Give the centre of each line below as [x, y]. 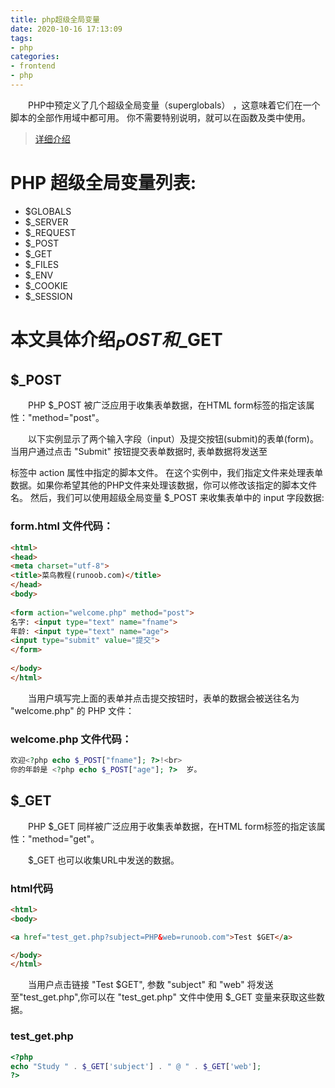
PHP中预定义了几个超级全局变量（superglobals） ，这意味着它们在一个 [174, 105]
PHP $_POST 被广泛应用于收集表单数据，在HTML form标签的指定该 [167, 405]
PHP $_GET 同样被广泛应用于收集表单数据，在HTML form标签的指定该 [172, 826]
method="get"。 [65, 838]
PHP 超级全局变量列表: [103, 183]
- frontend [33, 66]
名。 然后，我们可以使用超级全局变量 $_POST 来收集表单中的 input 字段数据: [167, 498]
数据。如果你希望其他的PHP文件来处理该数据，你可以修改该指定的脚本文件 [164, 485]
